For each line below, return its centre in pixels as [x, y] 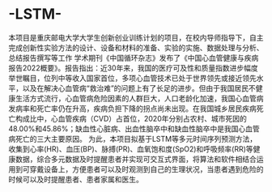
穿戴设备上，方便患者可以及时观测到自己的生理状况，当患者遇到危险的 [147, 169]
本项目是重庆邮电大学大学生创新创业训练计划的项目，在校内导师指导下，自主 [136, 37]
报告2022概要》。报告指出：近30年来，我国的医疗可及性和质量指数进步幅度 [133, 68]
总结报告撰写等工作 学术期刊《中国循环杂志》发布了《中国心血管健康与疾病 [134, 58]
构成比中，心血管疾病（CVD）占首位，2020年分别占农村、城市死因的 [131, 118]
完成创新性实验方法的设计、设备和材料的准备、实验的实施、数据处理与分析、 [136, 47]
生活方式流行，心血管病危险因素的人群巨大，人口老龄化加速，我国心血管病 [139, 98]
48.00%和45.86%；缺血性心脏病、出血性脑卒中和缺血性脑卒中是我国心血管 [134, 128]
